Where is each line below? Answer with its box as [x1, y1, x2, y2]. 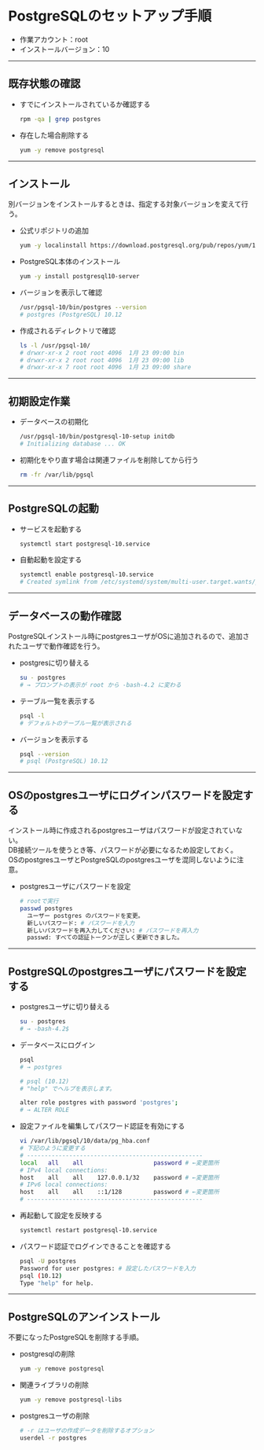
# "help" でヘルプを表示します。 [19, 1085, 115, 1092]
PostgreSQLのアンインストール [8, 1310, 161, 1323]
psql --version [19, 750, 70, 758]
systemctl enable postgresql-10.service [19, 571, 154, 578]
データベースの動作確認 [8, 609, 122, 622]
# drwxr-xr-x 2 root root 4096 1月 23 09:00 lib [19, 356, 185, 364]
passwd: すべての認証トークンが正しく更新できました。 [27, 934, 183, 942]
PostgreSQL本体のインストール [19, 257, 120, 266]
